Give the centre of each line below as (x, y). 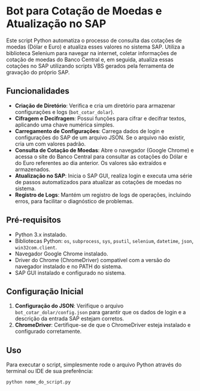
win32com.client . (36, 247)
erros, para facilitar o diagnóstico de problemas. (74, 201)
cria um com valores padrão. (50, 144)
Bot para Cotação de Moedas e (84, 11)
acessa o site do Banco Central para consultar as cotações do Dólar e (101, 157)
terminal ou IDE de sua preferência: (50, 371)
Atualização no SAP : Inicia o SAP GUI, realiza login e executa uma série (104, 176)
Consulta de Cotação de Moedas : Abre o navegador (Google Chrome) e (104, 150)
